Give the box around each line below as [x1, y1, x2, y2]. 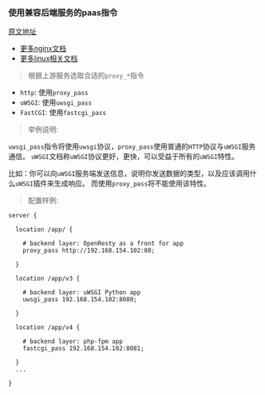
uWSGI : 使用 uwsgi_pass [19, 98, 93, 107]
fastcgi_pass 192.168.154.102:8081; [22, 345, 145, 353]
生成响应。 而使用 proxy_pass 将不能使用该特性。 [53, 178, 212, 189]
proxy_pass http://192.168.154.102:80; [22, 246, 156, 255]
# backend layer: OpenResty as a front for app [22, 240, 184, 248]
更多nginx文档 [19, 44, 66, 54]
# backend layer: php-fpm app [22, 337, 124, 345]
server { [8, 212, 38, 220]
